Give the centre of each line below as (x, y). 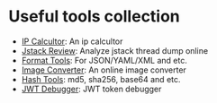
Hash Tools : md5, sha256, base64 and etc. (101, 79)
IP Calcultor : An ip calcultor (72, 41)
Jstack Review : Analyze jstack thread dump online (115, 50)
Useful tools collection (95, 17)
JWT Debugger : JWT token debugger (91, 89)
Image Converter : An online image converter (104, 70)
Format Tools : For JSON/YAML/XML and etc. (104, 60)
